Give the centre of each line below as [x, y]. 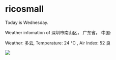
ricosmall [25, 9]
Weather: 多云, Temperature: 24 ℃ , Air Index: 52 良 [58, 43]
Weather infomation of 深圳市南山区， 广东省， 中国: [58, 32]
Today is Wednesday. [27, 22]
